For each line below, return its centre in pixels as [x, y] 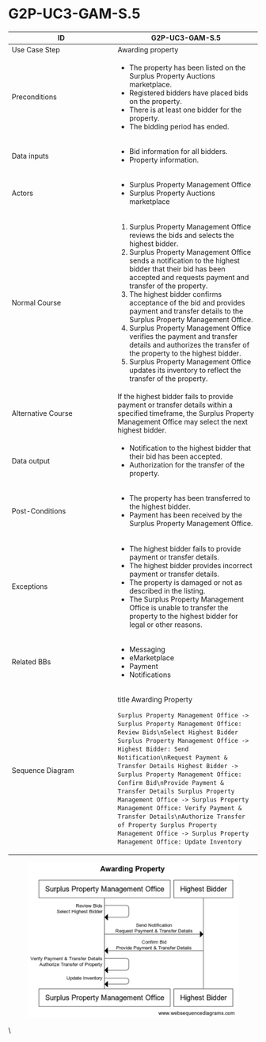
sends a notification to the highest [184, 260]
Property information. [164, 160]
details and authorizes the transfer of [190, 344]
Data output [30, 460]
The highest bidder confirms [176, 294]
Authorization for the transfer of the [187, 465]
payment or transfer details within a [175, 405]
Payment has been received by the [186, 515]
